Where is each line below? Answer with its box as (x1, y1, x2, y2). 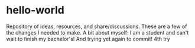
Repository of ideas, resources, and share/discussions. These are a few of (6, 23, 187, 30)
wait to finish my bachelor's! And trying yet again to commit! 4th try (6, 35, 170, 42)
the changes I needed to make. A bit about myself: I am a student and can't (6, 29, 189, 36)
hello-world (6, 4, 65, 17)
